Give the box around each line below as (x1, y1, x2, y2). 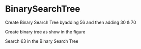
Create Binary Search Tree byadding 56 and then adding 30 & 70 (5, 19, 137, 25)
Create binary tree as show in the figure (5, 29, 85, 34)
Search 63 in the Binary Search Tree (5, 38, 79, 44)
